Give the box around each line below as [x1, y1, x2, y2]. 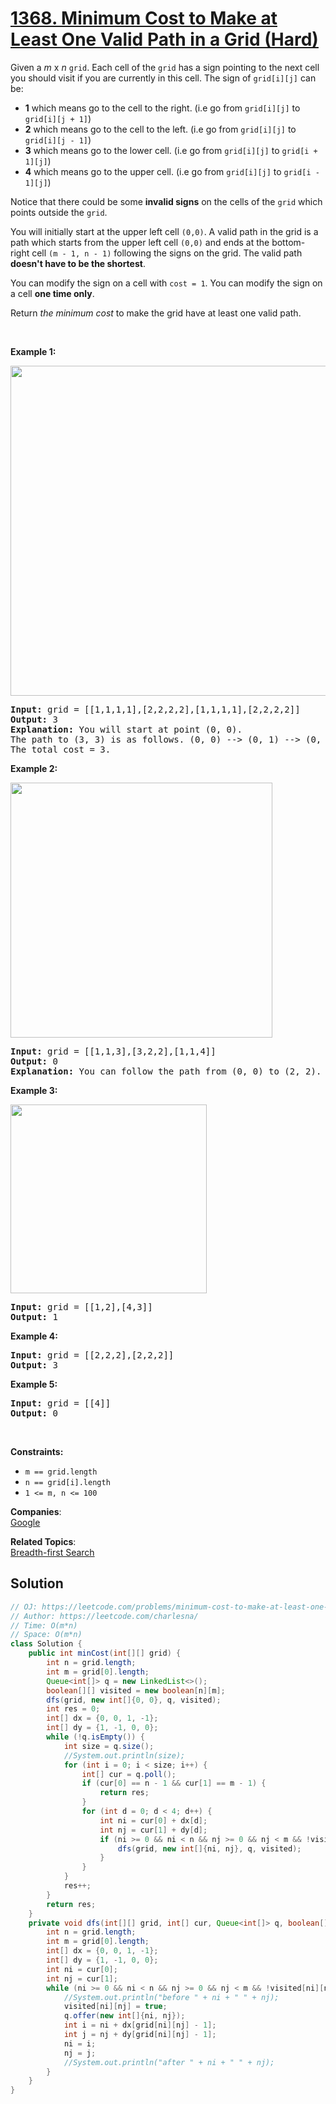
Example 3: [10, 1084, 58, 1096]
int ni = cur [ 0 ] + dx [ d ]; [99, 1815, 208, 1826]
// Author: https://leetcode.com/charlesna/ [10, 1611, 199, 1621]
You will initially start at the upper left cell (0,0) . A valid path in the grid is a [10, 225, 319, 237]
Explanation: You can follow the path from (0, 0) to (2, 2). [10, 1065, 322, 1077]
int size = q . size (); [63, 1741, 155, 1751]
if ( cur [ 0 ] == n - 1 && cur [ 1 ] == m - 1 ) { [81, 1778, 267, 1789]
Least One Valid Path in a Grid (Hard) [10, 28, 319, 51]
